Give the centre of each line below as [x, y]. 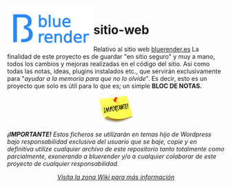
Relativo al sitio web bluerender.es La [146, 49]
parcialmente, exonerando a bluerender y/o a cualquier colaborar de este [112, 156]
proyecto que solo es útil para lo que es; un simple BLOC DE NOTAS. [104, 86]
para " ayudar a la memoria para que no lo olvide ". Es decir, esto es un [107, 78]
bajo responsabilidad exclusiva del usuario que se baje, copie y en [102, 142]
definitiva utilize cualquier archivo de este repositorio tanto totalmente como [116, 149]
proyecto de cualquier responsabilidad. [63, 164]
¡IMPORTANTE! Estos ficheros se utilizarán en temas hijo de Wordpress [109, 134]
